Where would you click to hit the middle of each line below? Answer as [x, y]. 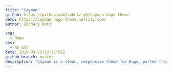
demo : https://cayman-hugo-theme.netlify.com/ [56, 19]
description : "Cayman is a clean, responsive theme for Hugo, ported [81, 61]
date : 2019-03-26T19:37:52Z [35, 52]
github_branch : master [29, 57]
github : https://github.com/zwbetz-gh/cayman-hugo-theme [67, 15]
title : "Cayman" [23, 10]
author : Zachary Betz [28, 24]
